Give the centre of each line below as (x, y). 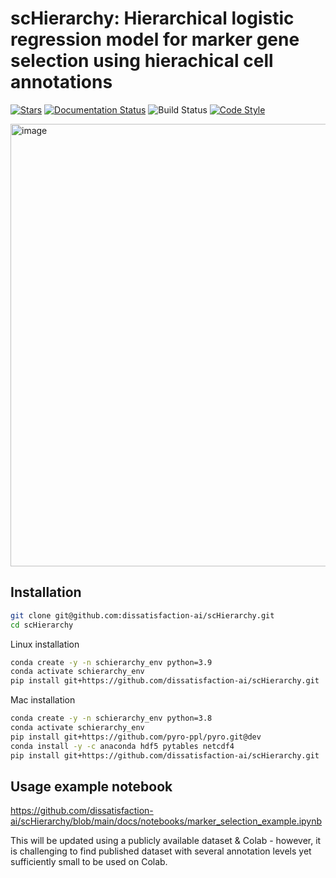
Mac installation (43, 700)
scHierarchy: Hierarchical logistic (152, 18)
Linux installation (45, 644)
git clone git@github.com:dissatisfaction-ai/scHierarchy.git (142, 615)
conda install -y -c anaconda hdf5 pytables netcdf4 (122, 746)
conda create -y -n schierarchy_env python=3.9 (111, 662)
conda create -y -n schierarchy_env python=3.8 (111, 718)
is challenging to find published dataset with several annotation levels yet (161, 851)
